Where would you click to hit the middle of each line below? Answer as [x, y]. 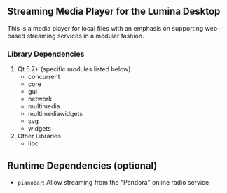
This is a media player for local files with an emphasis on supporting [105, 28]
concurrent [44, 77]
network [40, 99]
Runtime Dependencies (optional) [82, 165]
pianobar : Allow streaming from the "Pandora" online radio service [113, 182]
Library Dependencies [46, 54]
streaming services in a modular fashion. [85, 36]
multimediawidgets [55, 114]
